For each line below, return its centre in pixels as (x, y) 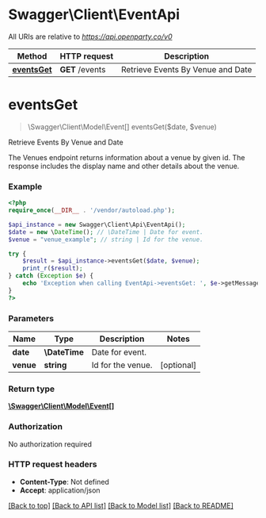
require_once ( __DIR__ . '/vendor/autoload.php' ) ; (92, 211)
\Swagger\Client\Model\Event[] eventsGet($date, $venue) (122, 127)
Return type (32, 389)
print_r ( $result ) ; (53, 269)
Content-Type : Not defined (64, 482)
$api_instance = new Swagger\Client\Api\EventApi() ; (97, 224)
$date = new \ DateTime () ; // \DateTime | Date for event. (106, 232)
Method (32, 56)
